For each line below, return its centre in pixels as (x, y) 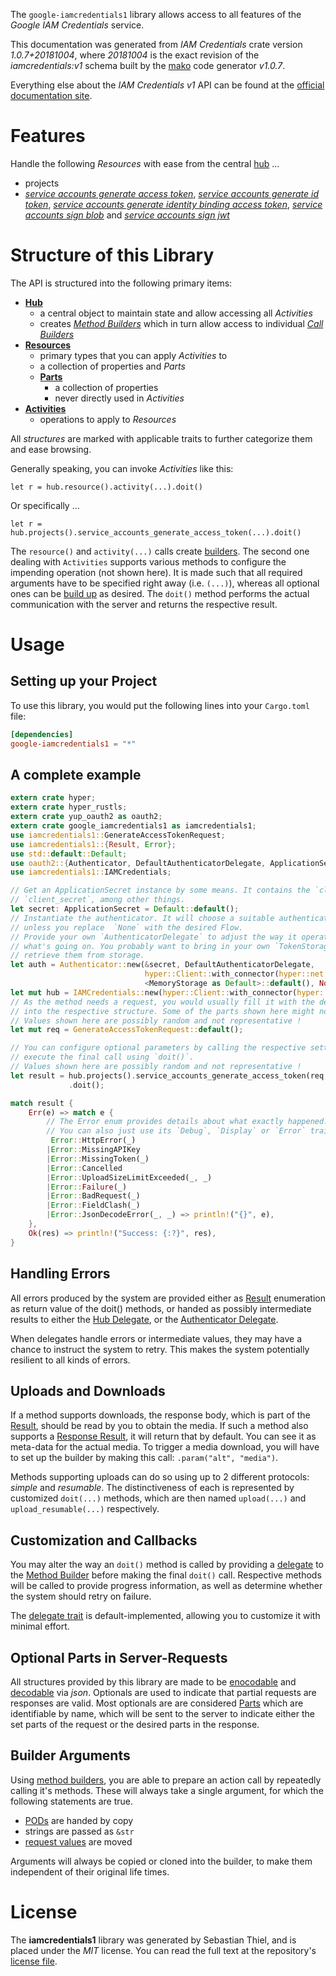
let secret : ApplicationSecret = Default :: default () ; (125, 909)
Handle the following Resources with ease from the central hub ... (145, 163)
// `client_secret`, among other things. (98, 900)
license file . (34, 1961)
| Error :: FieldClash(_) (93, 1205)
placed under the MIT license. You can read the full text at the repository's (163, 1950)
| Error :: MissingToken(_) (98, 1159)
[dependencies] (42, 734)
